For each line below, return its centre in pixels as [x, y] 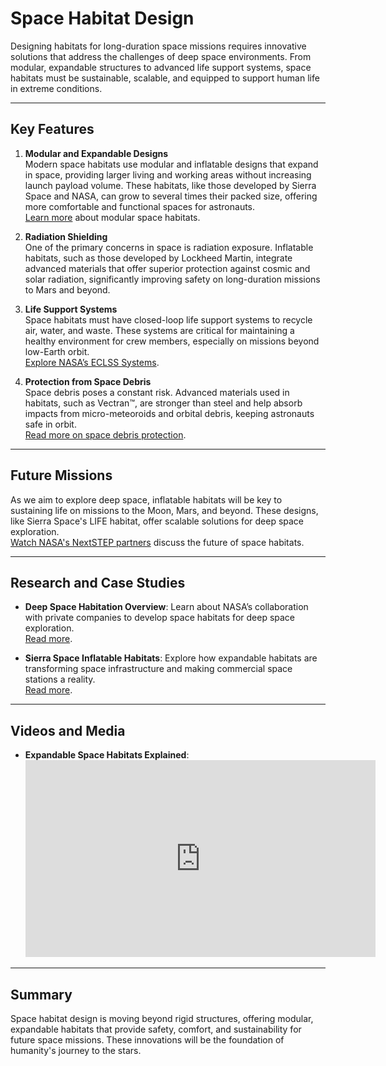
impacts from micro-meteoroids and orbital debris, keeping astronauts [169, 413]
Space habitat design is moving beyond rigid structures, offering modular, [162, 1018]
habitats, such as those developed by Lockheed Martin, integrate [158, 258]
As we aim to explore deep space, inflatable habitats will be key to [146, 499]
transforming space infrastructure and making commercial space [158, 669]
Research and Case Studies [98, 582]
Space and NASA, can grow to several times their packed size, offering [171, 196]
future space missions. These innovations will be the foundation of [147, 1040]
